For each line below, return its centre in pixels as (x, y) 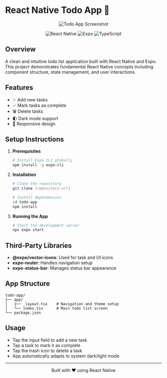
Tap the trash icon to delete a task (47, 351)
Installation (24, 175)
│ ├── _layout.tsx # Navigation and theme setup (62, 304)
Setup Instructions (35, 139)
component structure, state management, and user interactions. (71, 72)
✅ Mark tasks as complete (39, 105)
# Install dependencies (37, 197)
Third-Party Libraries (39, 246)
